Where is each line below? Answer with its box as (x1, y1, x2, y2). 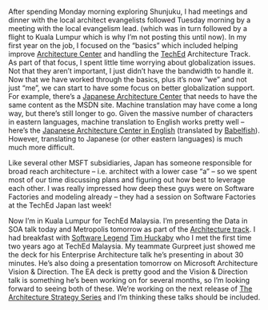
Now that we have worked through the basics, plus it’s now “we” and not (8, 75, 247, 84)
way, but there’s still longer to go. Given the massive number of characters (8, 109, 254, 118)
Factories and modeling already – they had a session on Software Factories (8, 192, 256, 201)
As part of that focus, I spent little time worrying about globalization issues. (8, 58, 256, 67)
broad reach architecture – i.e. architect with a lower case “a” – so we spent (8, 167, 258, 176)
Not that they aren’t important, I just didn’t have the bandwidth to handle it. (8, 66, 254, 75)
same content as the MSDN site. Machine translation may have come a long (8, 100, 258, 109)
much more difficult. (8, 143, 75, 152)
